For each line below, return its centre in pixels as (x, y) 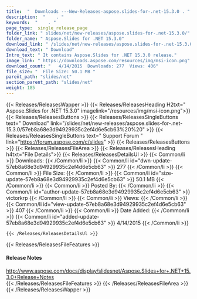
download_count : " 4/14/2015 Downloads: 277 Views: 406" (82, 66)
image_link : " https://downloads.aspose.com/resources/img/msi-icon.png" (98, 60)
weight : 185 (21, 88)
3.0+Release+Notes (30, 277)
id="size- (162, 173)
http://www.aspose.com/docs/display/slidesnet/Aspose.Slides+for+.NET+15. (98, 271)
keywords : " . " (31, 22)
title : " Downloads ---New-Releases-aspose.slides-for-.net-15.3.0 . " (98, 11)
